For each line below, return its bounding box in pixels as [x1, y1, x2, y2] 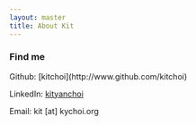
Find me [9, 51, 46, 63]
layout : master [9, 12, 67, 22]
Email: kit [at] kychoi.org [9, 105, 99, 116]
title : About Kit [9, 21, 75, 30]
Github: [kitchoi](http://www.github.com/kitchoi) [9, 71, 188, 81]
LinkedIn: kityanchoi [9, 88, 84, 99]
